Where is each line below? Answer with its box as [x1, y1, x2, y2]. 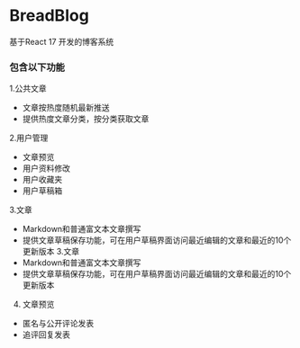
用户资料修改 [22, 163, 70, 174]
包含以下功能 [9, 60, 66, 73]
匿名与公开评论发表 [22, 318, 95, 329]
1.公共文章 [9, 83, 47, 94]
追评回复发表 [22, 329, 70, 340]
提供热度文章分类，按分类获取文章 [22, 113, 150, 124]
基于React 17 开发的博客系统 [9, 36, 114, 47]
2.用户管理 [9, 132, 49, 144]
